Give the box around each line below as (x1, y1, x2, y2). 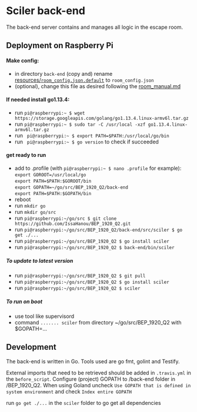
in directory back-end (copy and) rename (14, 70, 113, 77)
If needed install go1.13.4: (6, 96, 70, 103)
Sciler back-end (6, 4, 85, 18)
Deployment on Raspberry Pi (6, 41, 113, 51)
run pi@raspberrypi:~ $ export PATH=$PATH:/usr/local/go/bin (14, 132, 169, 139)
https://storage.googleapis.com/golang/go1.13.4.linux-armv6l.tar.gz (14, 115, 189, 121)
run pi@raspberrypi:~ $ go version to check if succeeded (14, 138, 159, 145)
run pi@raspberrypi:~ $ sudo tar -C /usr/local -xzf (14, 120, 146, 128)
